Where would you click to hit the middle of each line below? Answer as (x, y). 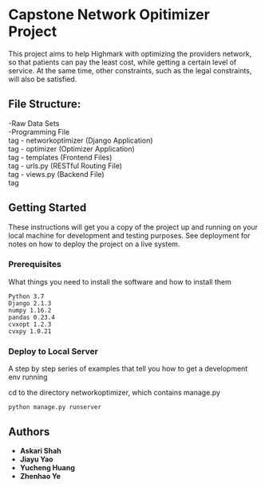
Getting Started (47, 208)
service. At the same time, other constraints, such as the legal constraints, (130, 70)
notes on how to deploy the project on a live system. (94, 244)
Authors (29, 432)
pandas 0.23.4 (32, 317)
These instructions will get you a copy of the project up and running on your (133, 227)
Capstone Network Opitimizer (109, 15)
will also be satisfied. (43, 79)
